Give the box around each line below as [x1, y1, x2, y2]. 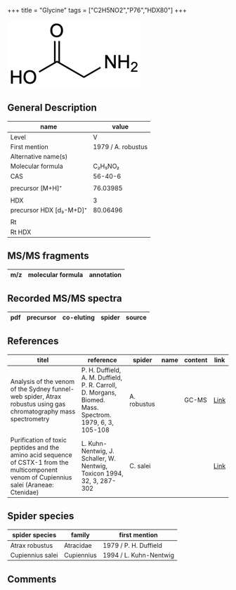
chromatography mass [10, 407, 76, 416]
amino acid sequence [10, 450, 72, 459]
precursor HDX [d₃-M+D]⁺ [10, 205, 88, 214]
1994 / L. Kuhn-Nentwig [103, 551, 174, 559]
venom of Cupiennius [10, 473, 72, 481]
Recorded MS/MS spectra [7, 293, 123, 304]
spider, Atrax [24, 392, 62, 400]
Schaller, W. [81, 454, 117, 463]
